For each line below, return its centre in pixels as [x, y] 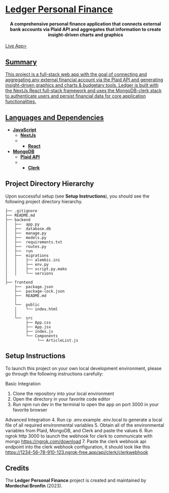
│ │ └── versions [29, 273]
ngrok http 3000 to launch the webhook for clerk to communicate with [79, 436]
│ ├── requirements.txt [34, 242]
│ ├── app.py [22, 224]
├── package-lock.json [40, 291]
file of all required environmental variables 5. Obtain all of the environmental [85, 425]
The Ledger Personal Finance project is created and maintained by [76, 480]
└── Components [42, 336]
